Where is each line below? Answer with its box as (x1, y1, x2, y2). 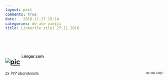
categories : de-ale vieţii (5, 21, 61, 26)
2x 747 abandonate (5, 71, 39, 76)
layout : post (5, 7, 32, 12)
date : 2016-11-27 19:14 (5, 16, 59, 21)
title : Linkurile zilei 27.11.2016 (5, 26, 79, 31)
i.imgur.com (21, 54, 44, 59)
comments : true (5, 12, 37, 17)
